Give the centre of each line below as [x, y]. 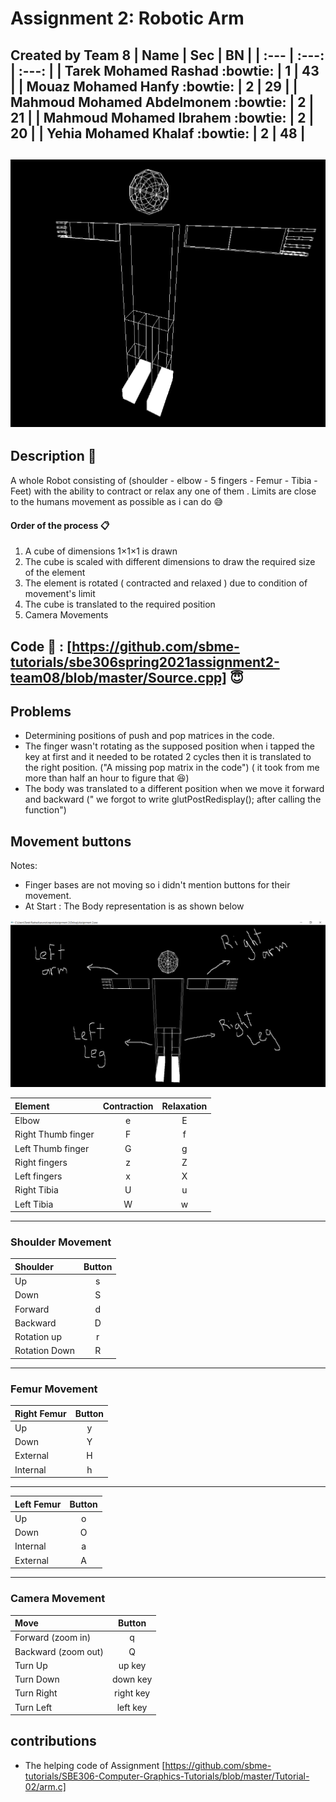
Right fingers [41, 1162]
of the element [55, 573]
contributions [53, 1741]
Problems [41, 711]
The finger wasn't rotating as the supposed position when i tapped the [169, 746]
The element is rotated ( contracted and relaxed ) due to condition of [166, 583]
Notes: [24, 866]
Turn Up [31, 1665]
